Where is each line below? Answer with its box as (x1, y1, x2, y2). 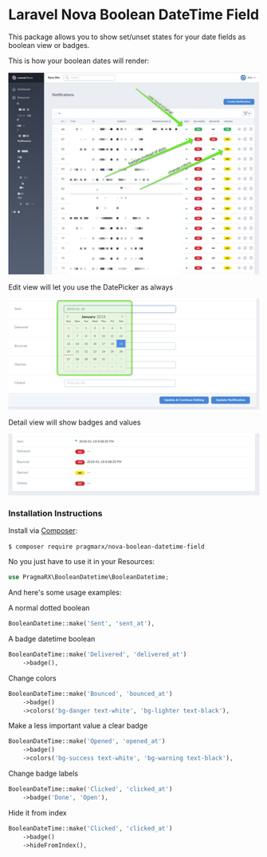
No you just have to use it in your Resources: (8, 557, 155, 567)
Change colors (8, 673, 57, 683)
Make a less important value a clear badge (8, 721, 148, 731)
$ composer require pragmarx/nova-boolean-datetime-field (8, 543, 205, 551)
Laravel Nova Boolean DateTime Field (8, 6, 260, 24)
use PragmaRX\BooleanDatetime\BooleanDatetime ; (8, 573, 170, 582)
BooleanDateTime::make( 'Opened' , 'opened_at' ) (8, 737, 166, 745)
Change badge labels (8, 768, 78, 779)
